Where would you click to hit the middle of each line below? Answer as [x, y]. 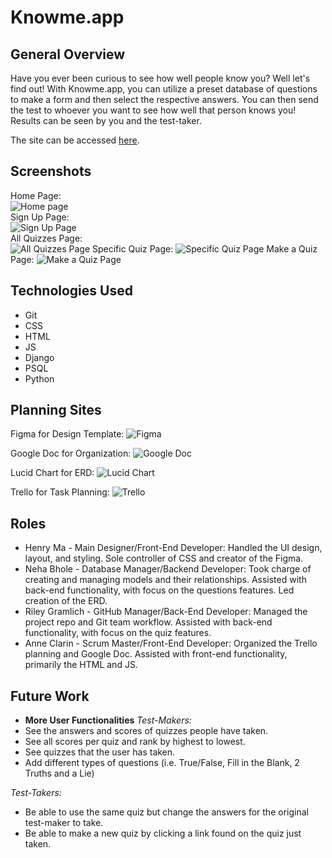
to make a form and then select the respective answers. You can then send [164, 99]
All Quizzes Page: [46, 238]
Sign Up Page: [40, 217]
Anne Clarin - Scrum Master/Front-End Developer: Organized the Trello [171, 643]
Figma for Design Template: [67, 434]
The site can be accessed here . [75, 140]
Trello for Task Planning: [60, 492]
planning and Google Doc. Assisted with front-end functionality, [156, 654]
